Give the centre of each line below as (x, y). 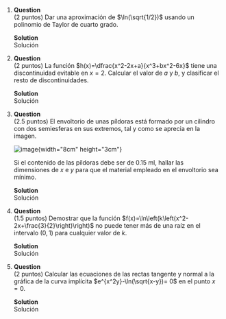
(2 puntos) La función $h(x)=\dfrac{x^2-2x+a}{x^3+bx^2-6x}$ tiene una (115, 66)
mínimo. (25, 177)
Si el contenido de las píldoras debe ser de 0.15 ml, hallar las (98, 163)
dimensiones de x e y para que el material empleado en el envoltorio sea (116, 170)
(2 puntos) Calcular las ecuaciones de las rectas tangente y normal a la (114, 274)
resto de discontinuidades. (51, 80)
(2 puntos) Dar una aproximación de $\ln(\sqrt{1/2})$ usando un (104, 17)
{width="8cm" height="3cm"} (80, 149)
